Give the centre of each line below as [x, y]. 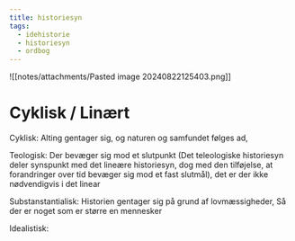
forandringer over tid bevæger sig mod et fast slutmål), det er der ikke [139, 174]
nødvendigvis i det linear [55, 184]
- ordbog [34, 51]
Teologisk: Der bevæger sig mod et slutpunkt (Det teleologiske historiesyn [147, 156]
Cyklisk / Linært [70, 113]
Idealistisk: [29, 228]
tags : [19, 26]
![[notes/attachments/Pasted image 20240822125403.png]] [120, 76]
